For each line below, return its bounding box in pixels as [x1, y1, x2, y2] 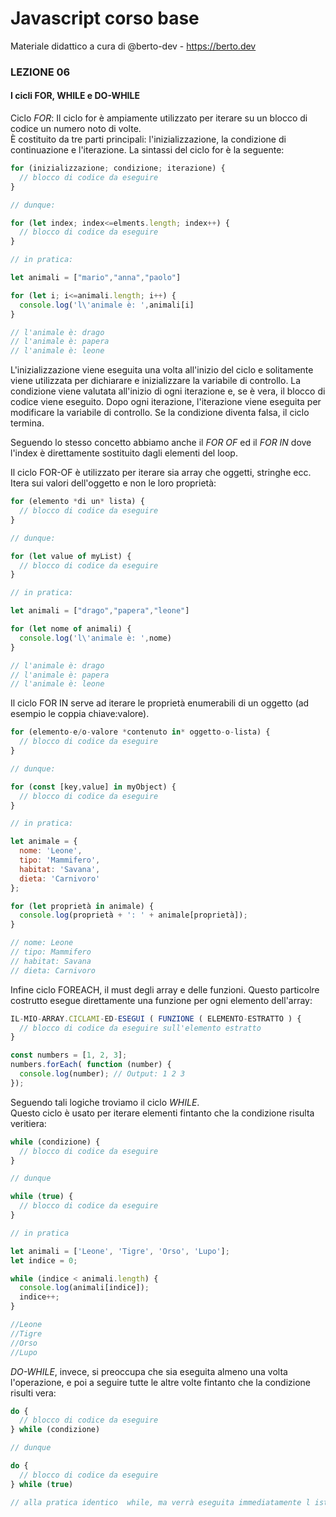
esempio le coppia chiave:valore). [10, 708, 150, 720]
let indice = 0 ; [10, 1255, 78, 1266]
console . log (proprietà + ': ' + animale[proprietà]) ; [19, 910, 248, 921]
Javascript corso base [10, 7, 200, 30]
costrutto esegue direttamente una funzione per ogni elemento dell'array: [10, 994, 313, 1006]
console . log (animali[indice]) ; [19, 1283, 150, 1293]
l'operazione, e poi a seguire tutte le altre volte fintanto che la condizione [10, 1376, 312, 1388]
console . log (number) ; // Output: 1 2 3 [19, 1069, 186, 1079]
